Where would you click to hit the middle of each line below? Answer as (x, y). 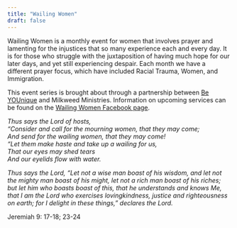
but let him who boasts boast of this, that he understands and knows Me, (115, 188)
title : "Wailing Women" (43, 14)
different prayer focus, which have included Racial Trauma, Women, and (113, 71)
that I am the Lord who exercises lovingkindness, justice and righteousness (118, 195)
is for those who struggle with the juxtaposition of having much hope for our (119, 56)
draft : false (27, 21)
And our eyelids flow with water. (54, 159)
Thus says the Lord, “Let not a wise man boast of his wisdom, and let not (115, 173)
